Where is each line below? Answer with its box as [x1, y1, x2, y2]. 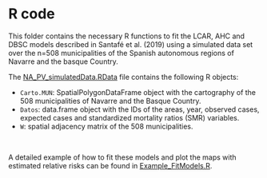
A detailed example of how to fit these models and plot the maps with [8, 152, 237, 162]
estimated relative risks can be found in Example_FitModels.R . [8, 160, 213, 170]
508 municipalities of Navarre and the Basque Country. [19, 96, 201, 105]
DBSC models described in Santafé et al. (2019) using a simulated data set [8, 39, 253, 49]
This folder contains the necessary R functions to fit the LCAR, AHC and [8, 31, 245, 41]
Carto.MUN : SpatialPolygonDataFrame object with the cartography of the [19, 87, 257, 97]
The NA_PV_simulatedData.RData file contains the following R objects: [8, 72, 239, 81]
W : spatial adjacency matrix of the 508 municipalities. [19, 121, 193, 131]
